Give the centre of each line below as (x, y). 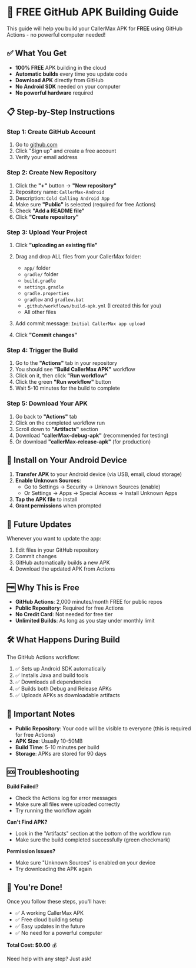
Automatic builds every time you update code (72, 74)
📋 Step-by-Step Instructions (61, 112)
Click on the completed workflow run (60, 423)
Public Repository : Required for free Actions (69, 608)
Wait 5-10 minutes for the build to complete (67, 388)
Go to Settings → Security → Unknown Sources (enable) (92, 487)
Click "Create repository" (47, 217)
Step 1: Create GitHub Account (51, 132)
